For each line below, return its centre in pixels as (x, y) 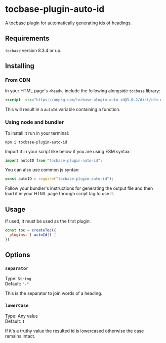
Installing (20, 66)
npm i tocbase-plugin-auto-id (36, 142)
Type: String (18, 279)
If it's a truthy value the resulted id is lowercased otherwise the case (75, 331)
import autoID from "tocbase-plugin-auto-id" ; (54, 160)
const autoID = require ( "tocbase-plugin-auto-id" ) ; (59, 179)
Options (18, 255)
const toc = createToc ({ (31, 230)
